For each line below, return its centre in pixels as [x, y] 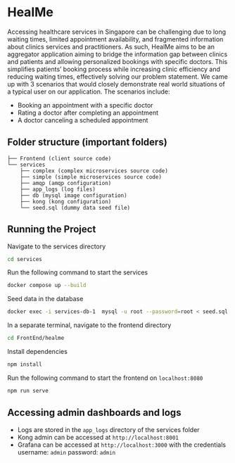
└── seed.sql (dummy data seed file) [75, 208]
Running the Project [52, 229]
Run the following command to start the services [78, 272]
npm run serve [28, 391]
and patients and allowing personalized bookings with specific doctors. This [118, 61]
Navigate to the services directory [57, 246]
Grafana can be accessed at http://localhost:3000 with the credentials [122, 445]
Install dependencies [38, 352]
